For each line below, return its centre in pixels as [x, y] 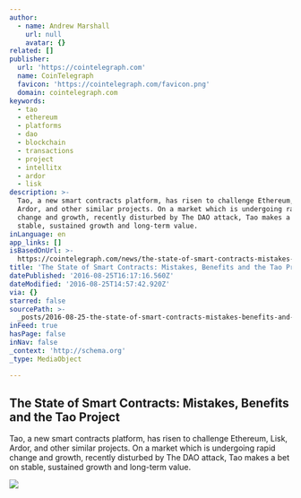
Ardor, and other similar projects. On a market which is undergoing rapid [142, 448]
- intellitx [40, 167]
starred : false [38, 301]
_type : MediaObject [46, 359]
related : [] [31, 51]
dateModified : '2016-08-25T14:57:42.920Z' [90, 284]
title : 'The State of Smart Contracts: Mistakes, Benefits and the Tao [146, 268]
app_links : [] [36, 243]
